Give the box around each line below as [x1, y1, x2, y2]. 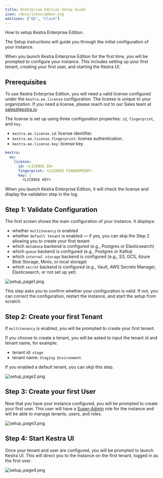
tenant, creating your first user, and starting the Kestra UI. [5, 64, 121, 70]
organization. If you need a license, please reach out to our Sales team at [5, 101, 152, 107]
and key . [5, 121, 22, 127]
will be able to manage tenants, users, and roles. [5, 411, 102, 417]
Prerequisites [5, 78, 47, 86]
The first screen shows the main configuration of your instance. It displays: [5, 219, 155, 224]
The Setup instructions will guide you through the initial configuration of [5, 39, 149, 45]
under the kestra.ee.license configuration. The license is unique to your [5, 96, 151, 102]
